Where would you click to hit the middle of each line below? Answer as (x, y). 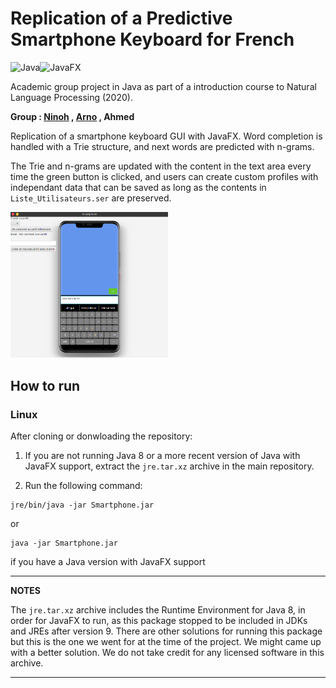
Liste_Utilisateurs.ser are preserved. (91, 198)
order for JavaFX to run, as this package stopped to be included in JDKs (159, 620)
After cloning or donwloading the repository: (101, 436)
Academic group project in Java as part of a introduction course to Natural (163, 86)
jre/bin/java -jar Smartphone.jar (82, 505)
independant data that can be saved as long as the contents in (138, 187)
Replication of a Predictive (121, 18)
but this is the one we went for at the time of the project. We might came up (166, 641)
